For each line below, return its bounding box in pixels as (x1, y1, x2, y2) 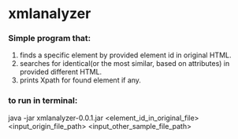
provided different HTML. (19, 68, 102, 77)
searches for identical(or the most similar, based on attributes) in (19, 59, 230, 68)
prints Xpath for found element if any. (19, 75, 142, 85)
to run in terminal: (8, 95, 78, 106)
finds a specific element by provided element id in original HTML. (19, 50, 232, 60)
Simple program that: (8, 33, 91, 44)
